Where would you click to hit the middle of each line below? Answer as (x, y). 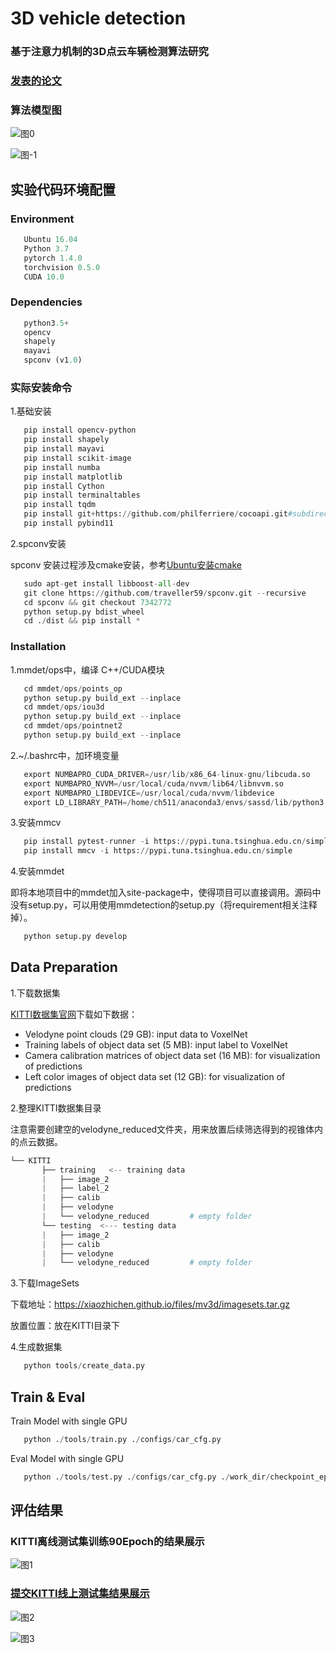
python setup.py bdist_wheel (84, 612)
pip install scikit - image (77, 458)
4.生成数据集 (36, 1347)
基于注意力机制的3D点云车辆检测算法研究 (109, 52)
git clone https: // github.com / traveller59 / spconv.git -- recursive (165, 593)
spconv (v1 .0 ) (53, 360)
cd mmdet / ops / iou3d (64, 707)
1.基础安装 (31, 411)
